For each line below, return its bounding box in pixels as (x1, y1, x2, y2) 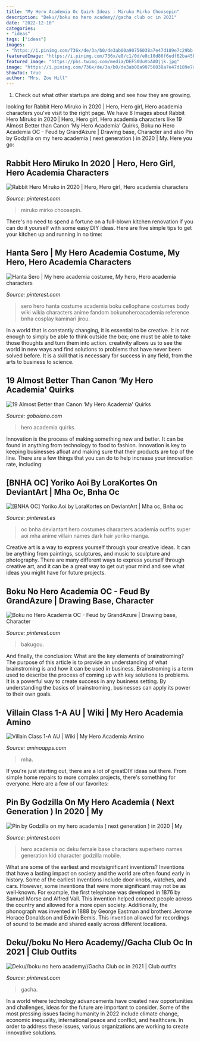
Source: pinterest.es (6, 515, 56, 522)
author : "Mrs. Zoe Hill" (6, 75, 68, 81)
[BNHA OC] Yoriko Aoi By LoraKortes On (6, 478, 158, 488)
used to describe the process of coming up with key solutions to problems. (6, 671, 190, 679)
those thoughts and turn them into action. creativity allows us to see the (6, 339, 182, 346)
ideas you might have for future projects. (6, 569, 106, 576)
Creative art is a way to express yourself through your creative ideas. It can (6, 544, 190, 551)
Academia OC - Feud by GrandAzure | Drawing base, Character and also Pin (6, 129, 193, 136)
